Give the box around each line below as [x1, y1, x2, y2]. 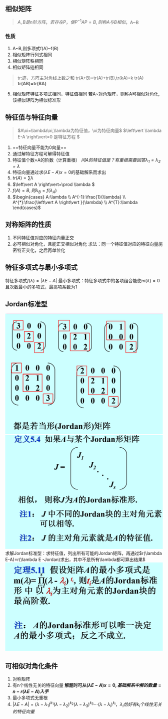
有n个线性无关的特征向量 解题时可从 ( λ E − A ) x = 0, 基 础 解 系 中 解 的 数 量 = [12, 682, 161, 688]
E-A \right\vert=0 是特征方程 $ [17, 133, 80, 139]
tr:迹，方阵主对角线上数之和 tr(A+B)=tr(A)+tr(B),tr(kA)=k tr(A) [17, 75, 144, 81]
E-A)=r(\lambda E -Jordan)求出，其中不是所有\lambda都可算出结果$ [5, 556, 146, 563]
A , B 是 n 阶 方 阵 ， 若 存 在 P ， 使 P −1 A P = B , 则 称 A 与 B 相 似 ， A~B [17, 18, 139, 25]
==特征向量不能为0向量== [12, 144, 66, 150]
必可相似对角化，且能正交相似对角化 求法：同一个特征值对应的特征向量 [12, 241, 158, 247]
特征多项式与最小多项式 [5, 263, 77, 272]
